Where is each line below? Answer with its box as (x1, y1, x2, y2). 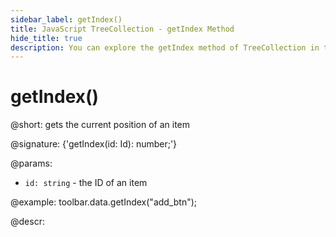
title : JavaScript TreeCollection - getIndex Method (10, 24, 235, 34)
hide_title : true (10, 33, 83, 43)
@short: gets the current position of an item (10, 119, 191, 131)
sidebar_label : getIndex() (10, 14, 123, 25)
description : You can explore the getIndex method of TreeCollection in (10, 42, 320, 53)
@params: (10, 157, 53, 170)
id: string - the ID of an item (24, 177, 148, 189)
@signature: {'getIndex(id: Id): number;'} (10, 138, 178, 150)
